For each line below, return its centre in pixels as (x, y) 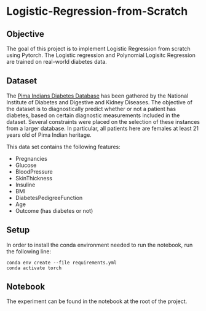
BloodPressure (34, 171)
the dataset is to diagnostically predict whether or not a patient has (91, 109)
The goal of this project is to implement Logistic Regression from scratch (98, 48)
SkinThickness (34, 178)
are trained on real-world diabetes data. (57, 62)
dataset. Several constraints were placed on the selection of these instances (103, 121)
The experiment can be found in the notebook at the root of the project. (97, 301)
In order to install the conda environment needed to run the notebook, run (100, 245)
